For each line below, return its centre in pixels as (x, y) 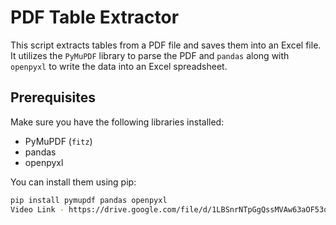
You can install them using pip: (73, 182)
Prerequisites (53, 97)
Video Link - (37, 209)
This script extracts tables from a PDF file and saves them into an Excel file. (166, 45)
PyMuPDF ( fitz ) (58, 141)
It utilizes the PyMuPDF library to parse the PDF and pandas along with (150, 55)
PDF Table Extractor (95, 17)
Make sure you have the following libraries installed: (117, 122)
